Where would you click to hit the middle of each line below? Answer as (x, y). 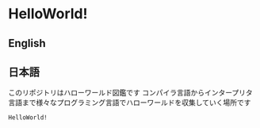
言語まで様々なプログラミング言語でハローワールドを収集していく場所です (130, 103)
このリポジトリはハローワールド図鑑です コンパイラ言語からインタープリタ (131, 93)
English (27, 43)
